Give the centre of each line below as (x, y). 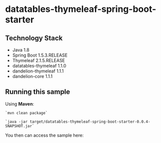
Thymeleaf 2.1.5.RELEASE (39, 60)
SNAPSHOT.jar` (20, 126)
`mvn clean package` (27, 113)
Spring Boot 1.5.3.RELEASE (40, 55)
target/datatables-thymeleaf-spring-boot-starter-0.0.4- (90, 122)
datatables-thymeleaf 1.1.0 (39, 66)
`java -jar (16, 122)
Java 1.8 (21, 50)
